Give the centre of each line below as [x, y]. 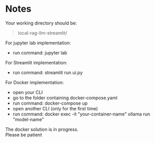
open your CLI [28, 92]
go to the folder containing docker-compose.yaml [65, 98]
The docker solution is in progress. [42, 129]
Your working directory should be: [41, 23]
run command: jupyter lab [40, 53]
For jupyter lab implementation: [38, 43]
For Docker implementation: [35, 82]
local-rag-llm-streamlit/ [42, 33]
